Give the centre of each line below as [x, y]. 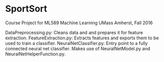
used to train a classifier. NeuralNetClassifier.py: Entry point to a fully [76, 43]
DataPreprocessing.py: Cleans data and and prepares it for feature [74, 32]
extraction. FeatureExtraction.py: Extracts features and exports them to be [82, 38]
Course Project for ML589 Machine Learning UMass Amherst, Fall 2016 [79, 23]
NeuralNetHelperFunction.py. [35, 54]
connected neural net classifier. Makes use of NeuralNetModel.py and [78, 48]
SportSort [26, 9]
